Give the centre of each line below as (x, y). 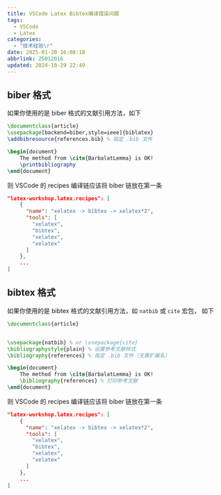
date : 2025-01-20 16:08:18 (46, 53)
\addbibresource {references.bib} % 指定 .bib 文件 (80, 140)
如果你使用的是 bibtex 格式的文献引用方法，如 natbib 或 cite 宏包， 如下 (110, 310)
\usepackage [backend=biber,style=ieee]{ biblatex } (81, 133)
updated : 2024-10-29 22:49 (46, 65)
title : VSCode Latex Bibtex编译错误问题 (63, 14)
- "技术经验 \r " (33, 46)
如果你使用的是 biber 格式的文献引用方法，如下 (74, 113)
